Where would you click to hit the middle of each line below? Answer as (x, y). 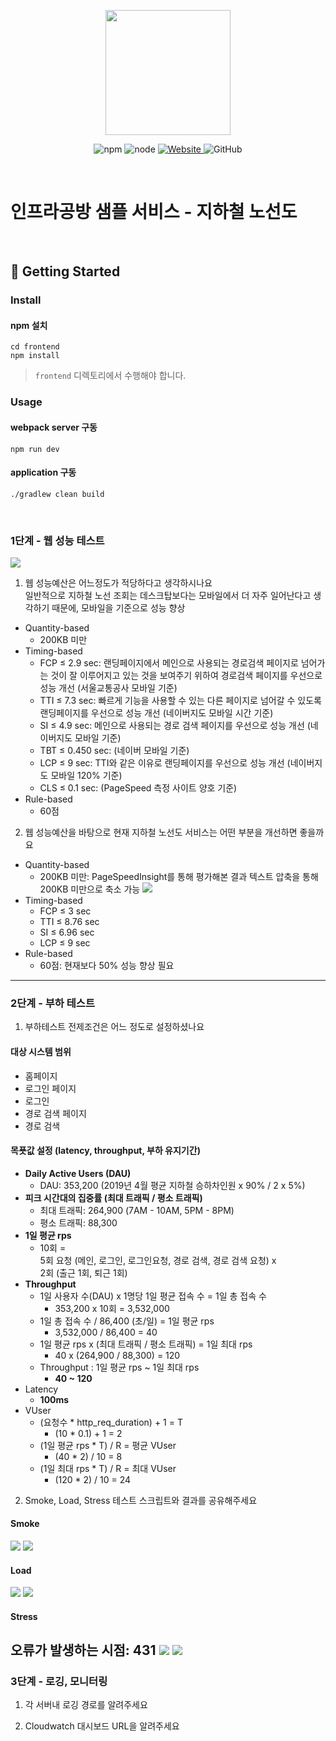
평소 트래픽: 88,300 (78, 1222)
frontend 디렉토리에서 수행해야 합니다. (110, 376)
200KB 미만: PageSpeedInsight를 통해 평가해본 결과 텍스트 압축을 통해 (179, 877)
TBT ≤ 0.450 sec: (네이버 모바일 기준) (114, 751)
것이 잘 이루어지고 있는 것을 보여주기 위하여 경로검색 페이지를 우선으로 (186, 676)
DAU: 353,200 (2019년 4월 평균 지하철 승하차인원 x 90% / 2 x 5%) (172, 1185)
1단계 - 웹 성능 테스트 (57, 540)
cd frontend (35, 347)
